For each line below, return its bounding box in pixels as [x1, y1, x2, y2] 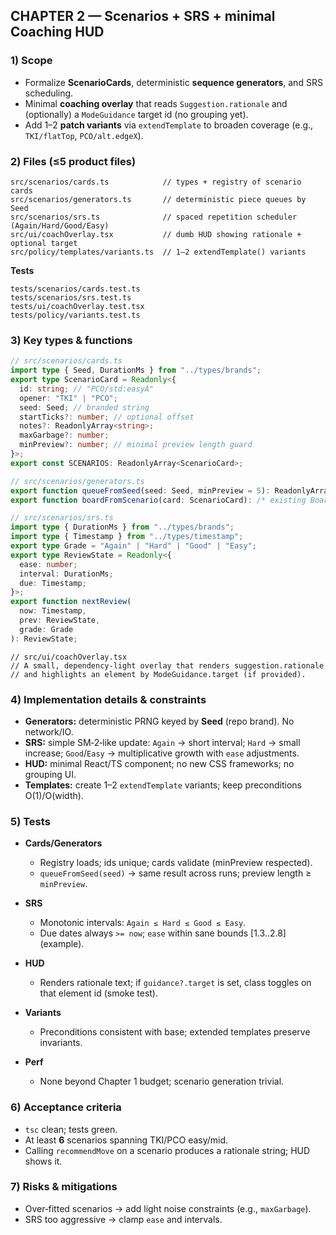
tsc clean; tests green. [24, 1123, 118, 1135]
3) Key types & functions [10, 333, 133, 347]
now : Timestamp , [19, 606, 87, 616]
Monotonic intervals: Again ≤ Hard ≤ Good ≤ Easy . [39, 917, 247, 929]
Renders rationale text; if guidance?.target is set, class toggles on [39, 977, 312, 989]
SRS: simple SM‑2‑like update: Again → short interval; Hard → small [24, 736, 301, 748]
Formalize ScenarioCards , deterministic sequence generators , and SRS [24, 76, 323, 88]
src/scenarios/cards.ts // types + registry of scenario [10, 177, 302, 187]
